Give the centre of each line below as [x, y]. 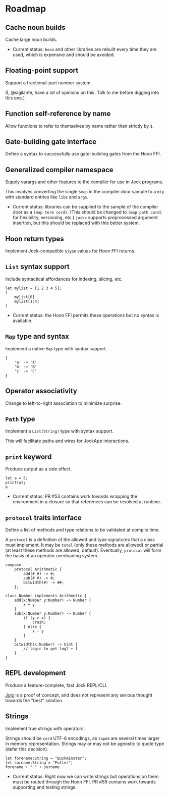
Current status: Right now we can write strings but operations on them [86, 776]
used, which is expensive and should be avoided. [64, 55]
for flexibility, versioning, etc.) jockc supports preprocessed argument [85, 218]
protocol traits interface [43, 518]
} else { [33, 626]
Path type [20, 419]
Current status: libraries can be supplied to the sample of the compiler [86, 207]
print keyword [29, 457]
